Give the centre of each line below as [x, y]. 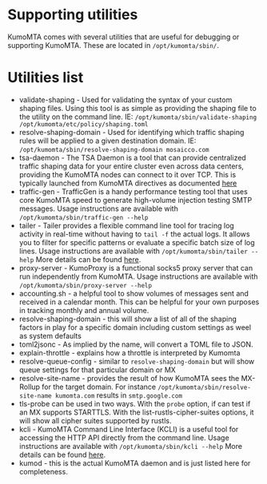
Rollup [30, 387]
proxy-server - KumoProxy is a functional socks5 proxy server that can [136, 268]
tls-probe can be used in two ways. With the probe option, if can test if [135, 403]
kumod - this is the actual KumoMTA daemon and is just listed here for [135, 463]
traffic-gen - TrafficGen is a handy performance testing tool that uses [133, 191]
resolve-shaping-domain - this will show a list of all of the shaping [128, 319]
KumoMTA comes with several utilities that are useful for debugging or [124, 37]
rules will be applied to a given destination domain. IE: [108, 141]
